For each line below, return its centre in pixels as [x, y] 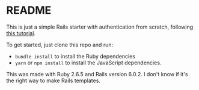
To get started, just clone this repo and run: [60, 45]
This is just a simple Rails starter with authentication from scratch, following [100, 27]
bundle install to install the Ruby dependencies [75, 56]
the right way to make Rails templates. [54, 80]
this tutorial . [21, 33]
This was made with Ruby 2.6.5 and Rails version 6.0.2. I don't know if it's [97, 74]
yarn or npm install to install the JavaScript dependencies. [88, 63]
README [29, 10]
